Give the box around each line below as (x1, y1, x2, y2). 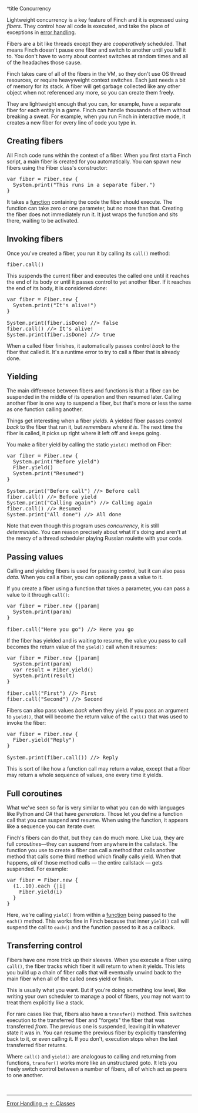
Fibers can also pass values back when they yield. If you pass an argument (6, 707, 189, 714)
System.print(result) (12, 672, 75, 679)
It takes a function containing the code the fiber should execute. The (6, 198, 173, 205)
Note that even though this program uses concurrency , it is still (6, 522, 159, 529)
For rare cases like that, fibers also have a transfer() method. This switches (6, 1010, 192, 1017)
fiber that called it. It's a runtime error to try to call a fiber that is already (6, 348, 180, 355)
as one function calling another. (6, 406, 83, 413)
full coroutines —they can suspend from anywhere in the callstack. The (6, 840, 178, 848)
